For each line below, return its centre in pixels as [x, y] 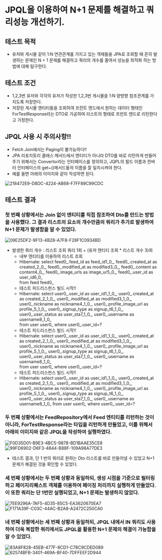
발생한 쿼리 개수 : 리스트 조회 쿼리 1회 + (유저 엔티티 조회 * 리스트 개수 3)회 [82, 250]
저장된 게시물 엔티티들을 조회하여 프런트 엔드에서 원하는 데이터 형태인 [77, 108]
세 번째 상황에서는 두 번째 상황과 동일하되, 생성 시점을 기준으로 [73, 478]
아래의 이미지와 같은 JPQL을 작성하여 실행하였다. [59, 432]
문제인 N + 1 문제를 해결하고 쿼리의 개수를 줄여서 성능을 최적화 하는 [88, 60]
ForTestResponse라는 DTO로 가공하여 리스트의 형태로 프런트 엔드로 [76, 114]
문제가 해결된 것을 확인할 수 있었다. [45, 464]
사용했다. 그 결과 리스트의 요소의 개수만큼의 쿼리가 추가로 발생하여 [82, 222]
